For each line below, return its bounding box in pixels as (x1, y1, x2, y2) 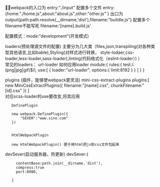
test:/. (123, 62, 135, 67)
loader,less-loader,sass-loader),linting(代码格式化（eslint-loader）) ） (5, 56, 143, 61)
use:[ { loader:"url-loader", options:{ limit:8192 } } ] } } (38, 67, 145, 73)
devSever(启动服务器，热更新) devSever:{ (5, 151, 89, 157)
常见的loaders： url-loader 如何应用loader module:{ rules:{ (5, 62, 122, 67)
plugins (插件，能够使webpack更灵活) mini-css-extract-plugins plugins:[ (5, 77, 150, 83)
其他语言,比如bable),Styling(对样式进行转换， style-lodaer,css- (9, 49, 135, 55)
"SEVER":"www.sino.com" (20, 116, 68, 121)
